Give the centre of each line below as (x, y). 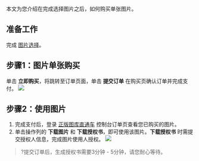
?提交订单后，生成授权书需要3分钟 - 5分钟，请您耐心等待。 (93, 152)
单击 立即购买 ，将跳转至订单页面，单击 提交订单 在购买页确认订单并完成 (94, 81)
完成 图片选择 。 (25, 45)
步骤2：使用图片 (36, 109)
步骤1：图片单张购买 (43, 65)
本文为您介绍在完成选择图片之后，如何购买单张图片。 (71, 9)
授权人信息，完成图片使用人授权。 (62, 140)
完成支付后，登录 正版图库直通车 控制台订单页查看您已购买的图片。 (97, 125)
